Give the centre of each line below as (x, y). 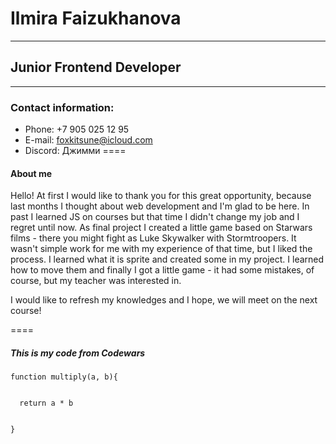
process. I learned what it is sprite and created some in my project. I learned (167, 259)
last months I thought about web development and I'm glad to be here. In (160, 206)
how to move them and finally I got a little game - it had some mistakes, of (162, 270)
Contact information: (62, 107)
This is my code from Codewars (78, 353)
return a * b (46, 403)
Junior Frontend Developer (96, 67)
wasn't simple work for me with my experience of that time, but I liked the (161, 249)
